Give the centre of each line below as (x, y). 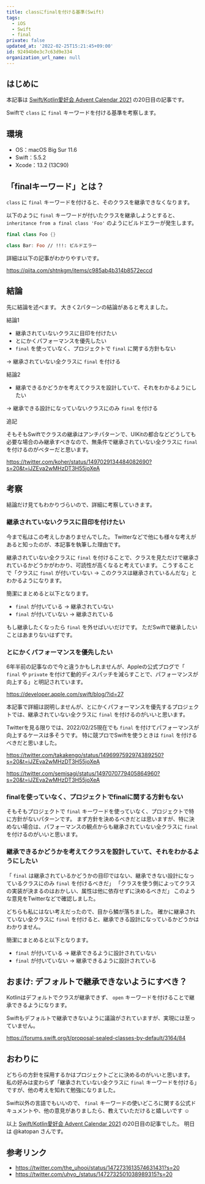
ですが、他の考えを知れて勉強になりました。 (63, 1090)
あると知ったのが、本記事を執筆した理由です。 (65, 544)
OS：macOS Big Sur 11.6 (46, 150)
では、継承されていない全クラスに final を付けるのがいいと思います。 (100, 715)
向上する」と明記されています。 (47, 682)
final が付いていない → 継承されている (64, 614)
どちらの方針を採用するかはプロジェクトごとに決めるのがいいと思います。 (100, 1075)
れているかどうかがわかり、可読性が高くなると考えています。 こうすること (100, 565)
